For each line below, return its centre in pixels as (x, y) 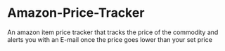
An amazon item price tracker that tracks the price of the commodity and (113, 32)
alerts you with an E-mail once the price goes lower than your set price (110, 39)
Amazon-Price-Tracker (76, 13)
